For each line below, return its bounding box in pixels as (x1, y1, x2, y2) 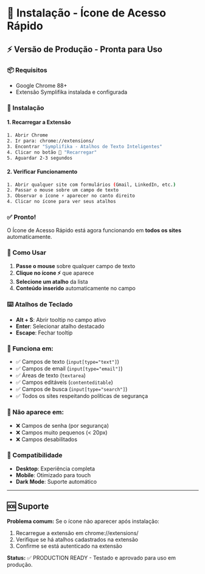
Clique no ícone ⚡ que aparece (15, 269, 94, 277)
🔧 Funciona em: (7, 344, 54, 353)
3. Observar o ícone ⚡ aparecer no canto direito (7, 193, 136, 199)
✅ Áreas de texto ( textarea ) (15, 372, 86, 379)
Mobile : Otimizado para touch (15, 471, 91, 478)
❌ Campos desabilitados (15, 436, 78, 443)
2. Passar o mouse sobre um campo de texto (7, 187, 119, 193)
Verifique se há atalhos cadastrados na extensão (15, 536, 139, 543)
